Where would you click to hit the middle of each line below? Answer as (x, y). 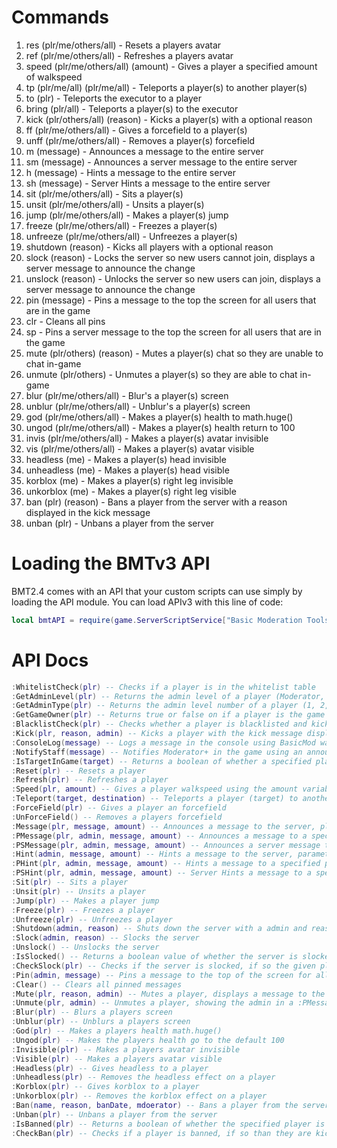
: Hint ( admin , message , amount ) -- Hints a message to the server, (152, 854)
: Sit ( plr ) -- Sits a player (70, 882)
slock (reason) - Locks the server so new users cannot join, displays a (170, 257)
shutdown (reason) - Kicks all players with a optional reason (149, 247)
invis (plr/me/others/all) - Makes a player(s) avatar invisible (147, 438)
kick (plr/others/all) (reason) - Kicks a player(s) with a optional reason (169, 119)
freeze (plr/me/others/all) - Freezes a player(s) (121, 225)
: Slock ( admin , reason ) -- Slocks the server (105, 938)
